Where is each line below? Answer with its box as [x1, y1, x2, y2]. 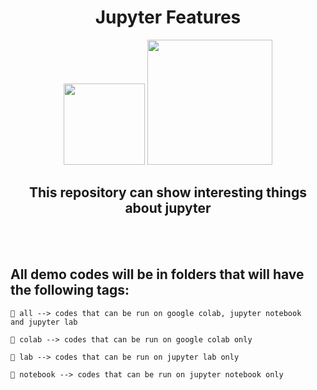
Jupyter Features [94, 6, 242, 29]
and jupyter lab [10, 317, 78, 327]
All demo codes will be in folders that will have [10, 266, 305, 283]
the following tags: [10, 282, 130, 299]
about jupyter [124, 200, 212, 217]
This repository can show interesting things [29, 184, 307, 201]
